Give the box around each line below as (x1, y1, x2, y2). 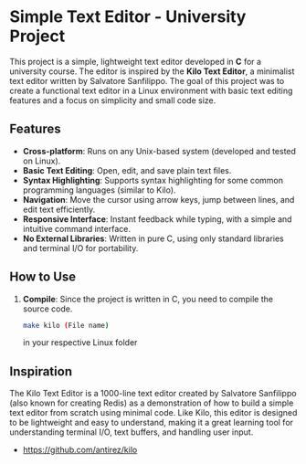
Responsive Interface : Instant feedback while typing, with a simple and (22, 213, 292, 225)
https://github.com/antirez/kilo (22, 445, 138, 456)
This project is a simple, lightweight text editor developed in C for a (9, 56, 262, 67)
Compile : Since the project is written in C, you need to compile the (22, 293, 274, 304)
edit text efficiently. (22, 204, 96, 215)
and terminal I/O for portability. (22, 242, 139, 253)
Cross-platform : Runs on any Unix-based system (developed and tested (22, 145, 297, 156)
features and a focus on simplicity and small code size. (9, 94, 216, 106)
